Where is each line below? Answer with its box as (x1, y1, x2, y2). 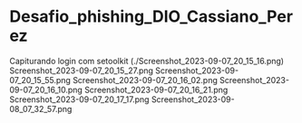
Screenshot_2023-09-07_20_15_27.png (9, 65, 154, 76)
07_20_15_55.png (9, 74, 71, 85)
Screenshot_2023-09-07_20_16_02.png (72, 74, 218, 85)
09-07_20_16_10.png (9, 84, 83, 95)
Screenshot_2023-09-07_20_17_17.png (9, 93, 150, 105)
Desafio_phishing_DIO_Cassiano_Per (9, 6, 293, 27)
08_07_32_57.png (9, 103, 73, 114)
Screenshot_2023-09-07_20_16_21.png (84, 84, 229, 95)
